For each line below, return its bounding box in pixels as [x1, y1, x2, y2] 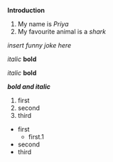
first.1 [28, 133, 44, 141]
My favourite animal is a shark [17, 28, 107, 36]
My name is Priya [17, 20, 69, 28]
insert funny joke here [7, 41, 72, 49]
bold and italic [7, 82, 51, 91]
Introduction [7, 6, 45, 14]
